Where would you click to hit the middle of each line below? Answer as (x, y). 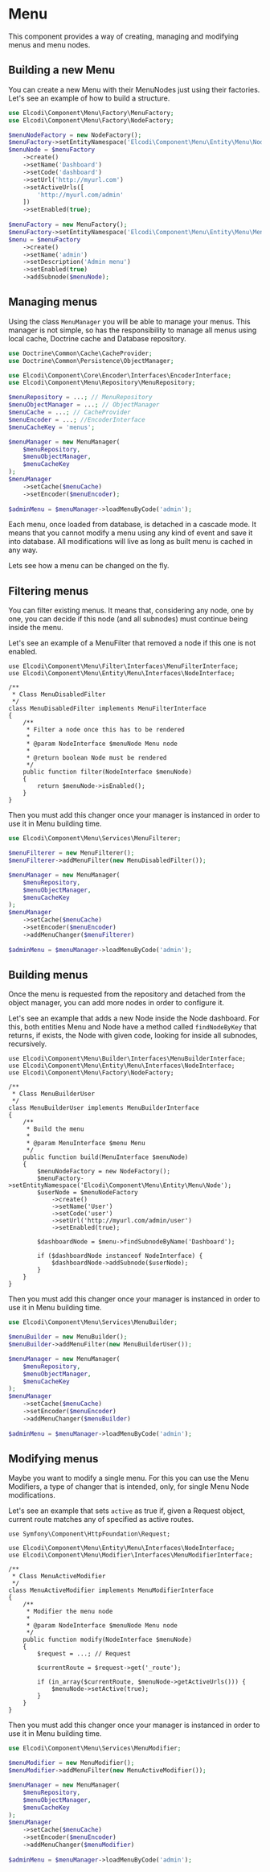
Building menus (48, 975)
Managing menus (53, 302)
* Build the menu (55, 1129)
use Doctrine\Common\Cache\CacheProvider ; (80, 353)
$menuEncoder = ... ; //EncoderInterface (77, 419)
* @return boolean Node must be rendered (96, 758)
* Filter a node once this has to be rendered (105, 730)
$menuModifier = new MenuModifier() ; (72, 1763)
